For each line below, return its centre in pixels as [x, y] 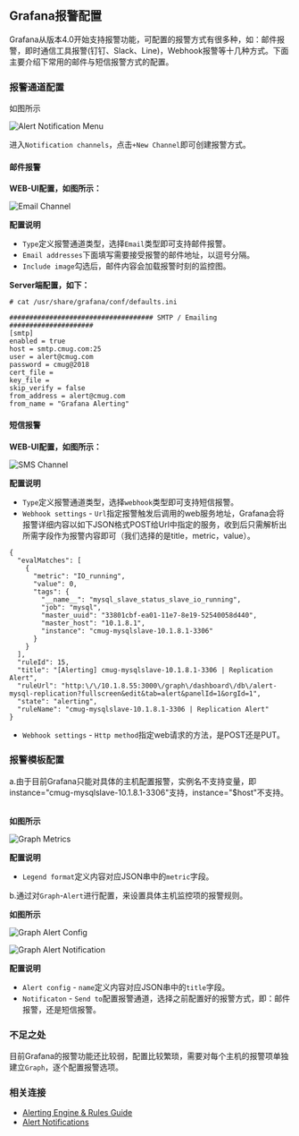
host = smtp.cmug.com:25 [55, 349]
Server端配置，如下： [50, 286]
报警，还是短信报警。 [61, 1009]
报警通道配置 [37, 87]
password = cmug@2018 [50, 365]
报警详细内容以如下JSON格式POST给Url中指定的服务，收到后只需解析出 [154, 524]
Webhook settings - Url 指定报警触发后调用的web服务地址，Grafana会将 [153, 513]
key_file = [29, 380]
